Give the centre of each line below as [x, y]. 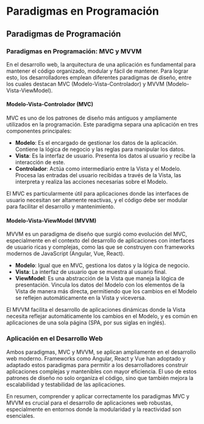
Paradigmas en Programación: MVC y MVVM [74, 51]
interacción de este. [40, 163]
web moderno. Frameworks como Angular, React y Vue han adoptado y [96, 358]
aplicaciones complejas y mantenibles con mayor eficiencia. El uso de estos [101, 371]
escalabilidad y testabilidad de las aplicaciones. [66, 384]
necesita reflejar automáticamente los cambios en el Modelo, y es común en [102, 316]
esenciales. [21, 415]
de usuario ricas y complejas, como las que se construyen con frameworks [100, 247]
